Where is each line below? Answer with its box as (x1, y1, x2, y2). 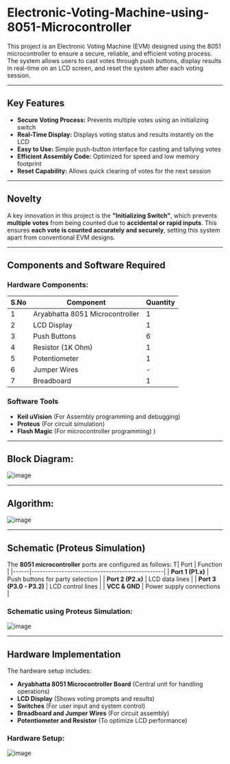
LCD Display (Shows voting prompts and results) (16, 695, 155, 703)
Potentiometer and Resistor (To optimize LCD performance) (16, 717, 188, 725)
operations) (16, 687, 50, 695)
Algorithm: (7, 497, 54, 509)
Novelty (7, 193, 42, 205)
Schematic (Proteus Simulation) (7, 542, 146, 553)
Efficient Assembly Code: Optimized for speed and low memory (16, 152, 200, 160)
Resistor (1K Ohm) (33, 343, 93, 353)
